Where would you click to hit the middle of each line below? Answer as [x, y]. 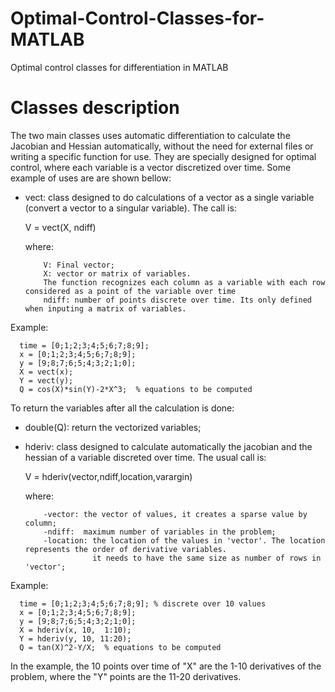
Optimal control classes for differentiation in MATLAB [119, 67]
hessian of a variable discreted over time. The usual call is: [145, 457]
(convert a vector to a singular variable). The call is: [130, 208]
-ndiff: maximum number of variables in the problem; [160, 532]
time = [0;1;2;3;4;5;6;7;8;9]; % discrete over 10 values [143, 603]
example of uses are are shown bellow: [91, 178]
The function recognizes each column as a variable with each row [184, 282]
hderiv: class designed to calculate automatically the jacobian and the [168, 446]
